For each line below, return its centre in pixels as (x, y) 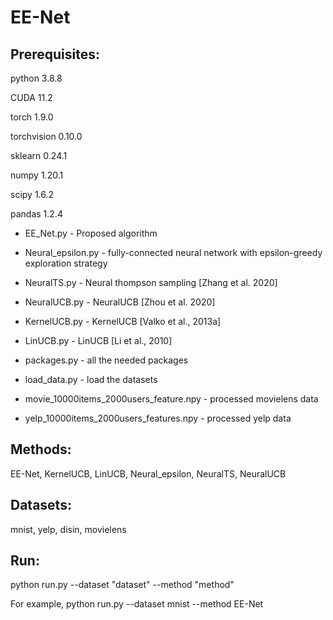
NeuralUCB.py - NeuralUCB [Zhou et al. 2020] (120, 302)
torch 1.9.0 (32, 117)
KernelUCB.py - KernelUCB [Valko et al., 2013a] (123, 321)
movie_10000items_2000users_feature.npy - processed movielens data (171, 399)
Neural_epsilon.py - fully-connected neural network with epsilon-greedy (173, 252)
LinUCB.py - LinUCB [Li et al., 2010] (98, 340)
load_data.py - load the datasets (91, 379)
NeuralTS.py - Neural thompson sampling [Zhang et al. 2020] (151, 282)
